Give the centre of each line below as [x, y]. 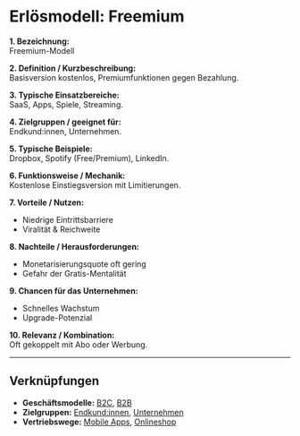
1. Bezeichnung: [39, 41]
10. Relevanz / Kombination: [62, 335]
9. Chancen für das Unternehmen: [74, 291]
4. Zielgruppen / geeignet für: [66, 122]
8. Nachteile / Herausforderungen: [75, 246]
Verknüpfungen [54, 381]
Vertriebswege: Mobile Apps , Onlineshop [99, 422]
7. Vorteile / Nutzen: [47, 202]
